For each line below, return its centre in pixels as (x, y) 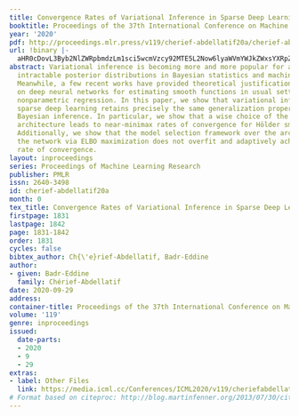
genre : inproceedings (49, 324)
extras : (24, 373)
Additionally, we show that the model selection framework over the (147, 133)
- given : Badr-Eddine (49, 274)
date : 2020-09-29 (41, 290)
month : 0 (25, 200)
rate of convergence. (57, 149)
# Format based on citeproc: (63, 398)
